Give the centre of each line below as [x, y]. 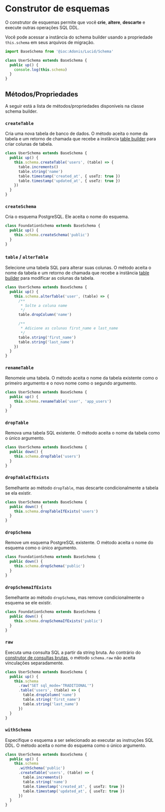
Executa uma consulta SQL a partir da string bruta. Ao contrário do [73, 652]
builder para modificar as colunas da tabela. [50, 278]
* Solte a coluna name [44, 305]
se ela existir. [19, 493]
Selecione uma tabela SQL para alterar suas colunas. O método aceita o [78, 268]
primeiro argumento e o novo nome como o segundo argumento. [71, 383]
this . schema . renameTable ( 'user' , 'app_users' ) [63, 402]
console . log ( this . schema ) [41, 70]
